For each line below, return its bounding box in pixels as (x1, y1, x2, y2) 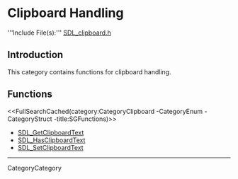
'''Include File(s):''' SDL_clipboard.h (7, 28, 111, 37)
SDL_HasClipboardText (17, 136, 86, 144)
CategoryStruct (7, 115, 52, 123)
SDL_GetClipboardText (17, 128, 84, 137)
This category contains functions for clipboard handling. (7, 67, 171, 76)
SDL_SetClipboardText (17, 143, 84, 151)
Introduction (7, 49, 64, 61)
